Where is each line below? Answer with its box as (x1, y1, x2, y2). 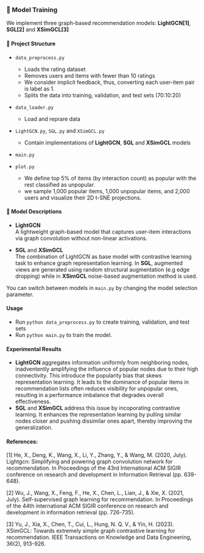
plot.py (15, 163, 35, 170)
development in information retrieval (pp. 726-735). (6, 509, 135, 516)
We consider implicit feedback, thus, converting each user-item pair (24, 78, 195, 86)
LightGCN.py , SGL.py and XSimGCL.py (15, 127, 105, 134)
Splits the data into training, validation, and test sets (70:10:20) (24, 91, 181, 98)
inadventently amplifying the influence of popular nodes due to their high (15, 365, 199, 373)
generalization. (15, 424, 53, 431)
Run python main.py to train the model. (15, 331, 113, 338)
